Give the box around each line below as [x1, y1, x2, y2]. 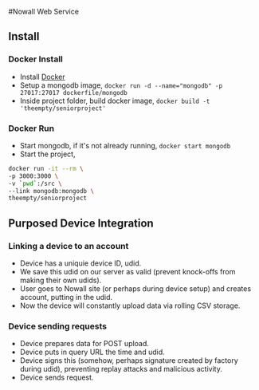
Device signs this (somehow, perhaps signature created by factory [19, 356, 239, 365]
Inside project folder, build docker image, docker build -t [19, 96, 210, 105]
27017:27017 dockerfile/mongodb [19, 89, 128, 97]
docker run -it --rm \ [8, 164, 84, 172]
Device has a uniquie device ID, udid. [19, 258, 142, 268]
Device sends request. [19, 372, 94, 382]
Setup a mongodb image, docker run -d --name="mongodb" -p [19, 80, 223, 90]
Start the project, [19, 149, 76, 159]
